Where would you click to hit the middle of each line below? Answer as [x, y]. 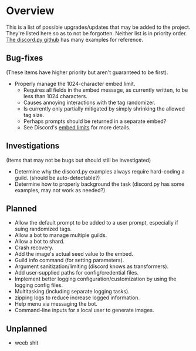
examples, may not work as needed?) [60, 190]
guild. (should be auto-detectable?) [57, 178]
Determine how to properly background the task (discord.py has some [99, 184]
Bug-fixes [25, 58]
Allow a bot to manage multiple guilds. [61, 235]
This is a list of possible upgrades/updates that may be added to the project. [98, 27]
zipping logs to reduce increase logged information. [77, 297]
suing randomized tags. [43, 229]
